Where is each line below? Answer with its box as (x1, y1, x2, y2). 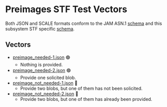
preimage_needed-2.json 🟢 (12, 67, 71, 73)
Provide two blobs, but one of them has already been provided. (20, 96, 152, 102)
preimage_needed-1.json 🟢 (12, 54, 71, 60)
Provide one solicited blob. (20, 75, 76, 81)
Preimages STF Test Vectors (5, 4, 127, 15)
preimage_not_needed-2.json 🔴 (12, 90, 79, 97)
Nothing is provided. (20, 61, 63, 67)
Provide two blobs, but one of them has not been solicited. (20, 85, 143, 91)
